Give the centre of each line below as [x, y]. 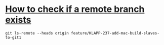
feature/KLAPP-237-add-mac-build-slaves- [115, 33]
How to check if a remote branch [75, 9]
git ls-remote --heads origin [37, 33]
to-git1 [13, 37]
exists [18, 20]
